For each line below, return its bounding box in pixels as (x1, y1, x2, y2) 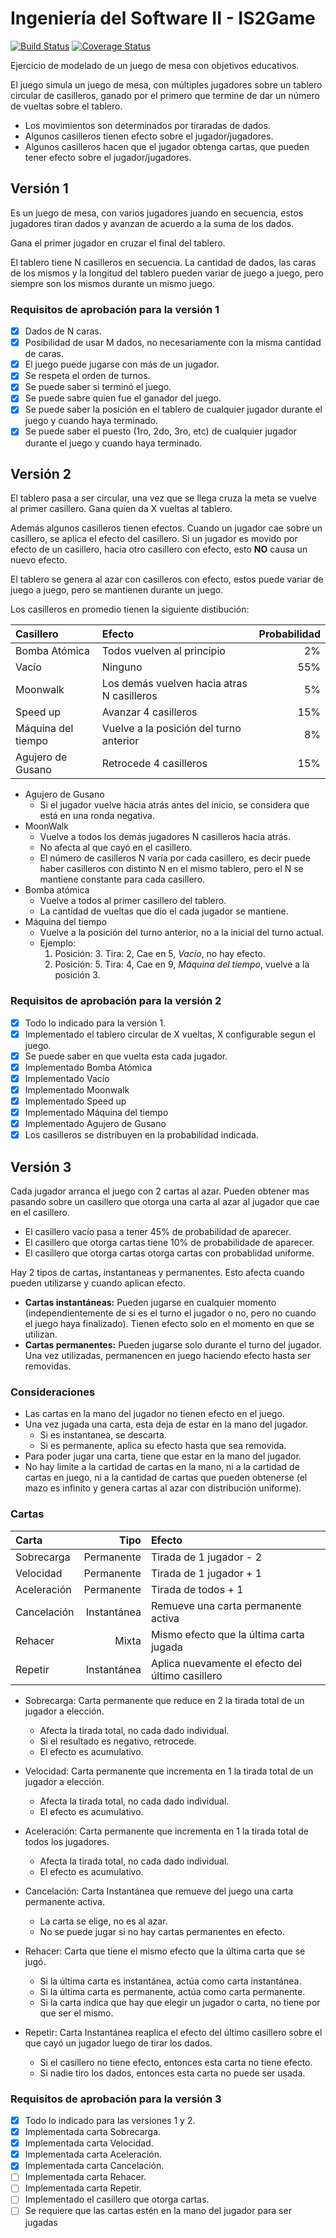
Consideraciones (10, 1385, 96, 1399)
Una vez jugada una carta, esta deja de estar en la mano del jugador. (24, 1418, 309, 1431)
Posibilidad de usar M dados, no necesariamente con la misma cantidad (24, 337, 322, 349)
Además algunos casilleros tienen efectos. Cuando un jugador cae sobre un (10, 522, 323, 534)
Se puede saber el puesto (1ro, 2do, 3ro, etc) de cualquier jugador (24, 425, 297, 437)
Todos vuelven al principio (101, 644, 226, 658)
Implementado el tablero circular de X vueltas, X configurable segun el (24, 1028, 316, 1040)
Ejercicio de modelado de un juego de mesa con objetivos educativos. (10, 59, 300, 71)
